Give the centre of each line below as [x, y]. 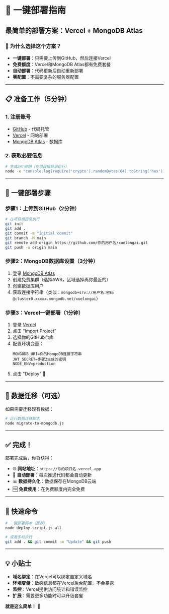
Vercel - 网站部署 [30, 135]
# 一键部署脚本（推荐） [26, 523]
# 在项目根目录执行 [23, 219]
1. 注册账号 [18, 117]
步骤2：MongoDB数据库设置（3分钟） [52, 261]
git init [14, 224]
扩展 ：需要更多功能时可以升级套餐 [48, 595]
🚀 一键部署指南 [36, 10]
